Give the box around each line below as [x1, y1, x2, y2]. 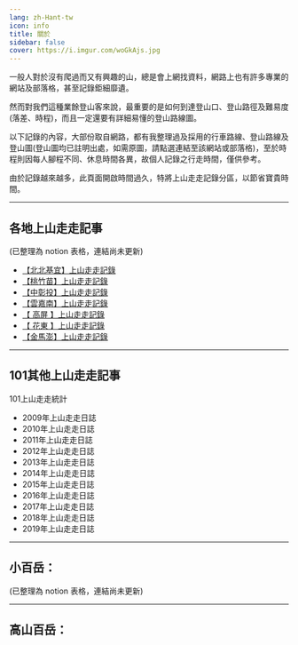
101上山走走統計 [9, 393, 68, 404]
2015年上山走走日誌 [21, 479, 95, 490]
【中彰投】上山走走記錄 [21, 286, 108, 298]
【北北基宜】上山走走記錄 [21, 264, 116, 275]
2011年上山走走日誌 [21, 434, 93, 445]
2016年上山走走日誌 [21, 490, 95, 500]
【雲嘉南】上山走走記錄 [21, 298, 108, 308]
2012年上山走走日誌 [21, 445, 95, 456]
